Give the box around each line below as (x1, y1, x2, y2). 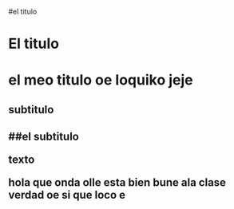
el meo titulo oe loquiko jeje (8, 71, 193, 89)
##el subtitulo (8, 130, 80, 144)
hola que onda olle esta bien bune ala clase (8, 175, 226, 190)
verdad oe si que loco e (8, 188, 126, 202)
